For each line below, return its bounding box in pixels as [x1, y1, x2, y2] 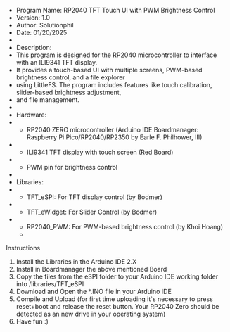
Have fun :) [15, 317, 49, 326]
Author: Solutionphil [15, 21, 74, 29]
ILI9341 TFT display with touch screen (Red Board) [26, 148, 174, 156]
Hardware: [15, 110, 47, 119]
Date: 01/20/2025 [15, 28, 68, 37]
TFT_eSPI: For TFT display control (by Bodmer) [26, 193, 162, 201]
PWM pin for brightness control [26, 163, 118, 171]
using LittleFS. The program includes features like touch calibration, [15, 81, 212, 89]
